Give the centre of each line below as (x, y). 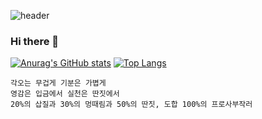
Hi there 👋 (35, 41)
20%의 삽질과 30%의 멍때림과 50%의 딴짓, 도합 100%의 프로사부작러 (131, 105)
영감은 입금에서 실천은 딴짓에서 (65, 94)
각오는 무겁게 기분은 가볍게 (58, 83)
